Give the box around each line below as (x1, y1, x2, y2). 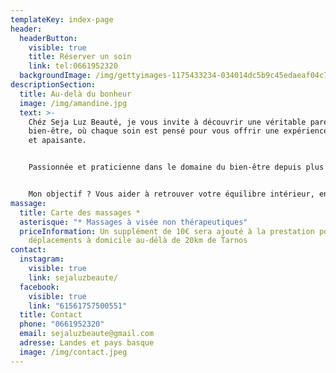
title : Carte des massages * (19, 207, 141, 218)
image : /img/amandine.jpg (19, 98, 128, 108)
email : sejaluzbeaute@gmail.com (19, 329, 155, 339)
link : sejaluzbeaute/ (28, 272, 118, 283)
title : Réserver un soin (28, 52, 132, 62)
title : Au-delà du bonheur (19, 89, 132, 99)
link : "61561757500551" (28, 301, 128, 311)
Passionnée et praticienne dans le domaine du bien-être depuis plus (28, 162, 325, 173)
